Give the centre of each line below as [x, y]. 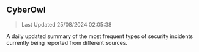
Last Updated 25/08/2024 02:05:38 [66, 24]
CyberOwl [26, 10]
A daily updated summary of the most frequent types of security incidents [100, 36]
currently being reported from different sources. [67, 42]
